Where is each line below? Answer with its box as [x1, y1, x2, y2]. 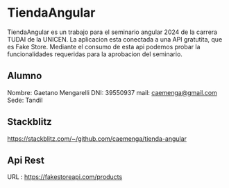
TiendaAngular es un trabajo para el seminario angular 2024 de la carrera [7, 28, 217, 36]
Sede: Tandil [7, 96, 43, 104]
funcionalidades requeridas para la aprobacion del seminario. [7, 50, 183, 58]
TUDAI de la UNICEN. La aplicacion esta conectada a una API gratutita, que [7, 35, 223, 43]
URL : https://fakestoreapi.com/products [7, 173, 123, 181]
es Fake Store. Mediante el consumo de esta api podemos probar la [7, 42, 201, 51]
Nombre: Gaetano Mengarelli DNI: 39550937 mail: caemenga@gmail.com [7, 88, 217, 96]
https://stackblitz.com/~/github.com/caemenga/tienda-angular [7, 134, 187, 143]
